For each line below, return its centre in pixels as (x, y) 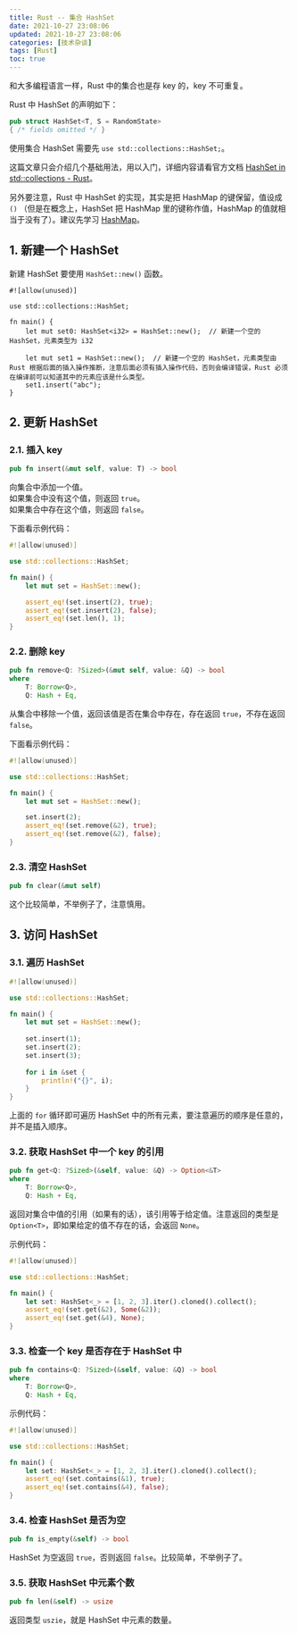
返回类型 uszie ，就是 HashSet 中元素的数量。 (93, 1620)
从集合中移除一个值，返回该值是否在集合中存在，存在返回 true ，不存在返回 (147, 713)
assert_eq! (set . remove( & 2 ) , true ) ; (91, 826)
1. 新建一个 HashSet (64, 251)
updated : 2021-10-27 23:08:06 (66, 34)
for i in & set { (56, 1072)
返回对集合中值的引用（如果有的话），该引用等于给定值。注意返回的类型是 (144, 1214)
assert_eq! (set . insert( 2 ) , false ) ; (91, 610)
